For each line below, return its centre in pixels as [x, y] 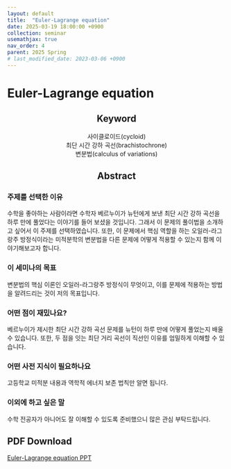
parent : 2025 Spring [37, 53]
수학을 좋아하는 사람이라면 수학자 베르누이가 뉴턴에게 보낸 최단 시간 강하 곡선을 [114, 213]
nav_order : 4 [26, 46]
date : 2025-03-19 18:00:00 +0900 [55, 26]
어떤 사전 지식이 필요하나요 [49, 366]
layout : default [31, 14]
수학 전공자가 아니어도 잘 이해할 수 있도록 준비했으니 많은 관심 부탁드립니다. [109, 419]
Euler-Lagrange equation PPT [50, 458]
